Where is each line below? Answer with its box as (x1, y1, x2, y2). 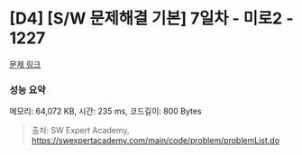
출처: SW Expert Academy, (31, 125, 130, 136)
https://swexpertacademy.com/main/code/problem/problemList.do (31, 135, 280, 146)
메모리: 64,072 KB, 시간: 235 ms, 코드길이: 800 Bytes (9, 105, 202, 117)
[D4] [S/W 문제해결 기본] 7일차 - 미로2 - (9, 8, 294, 29)
